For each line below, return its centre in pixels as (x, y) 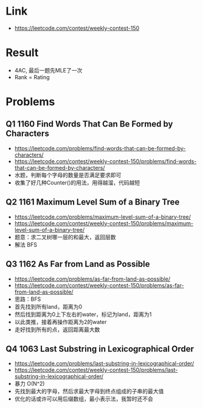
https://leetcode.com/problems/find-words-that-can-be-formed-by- (100, 148)
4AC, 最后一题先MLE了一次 (48, 70)
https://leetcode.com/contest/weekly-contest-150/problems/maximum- (104, 223)
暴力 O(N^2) (29, 384)
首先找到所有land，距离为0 (48, 306)
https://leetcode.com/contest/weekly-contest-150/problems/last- (96, 370)
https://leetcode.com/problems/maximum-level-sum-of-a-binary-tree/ (103, 217)
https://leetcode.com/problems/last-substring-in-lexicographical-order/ (104, 364)
